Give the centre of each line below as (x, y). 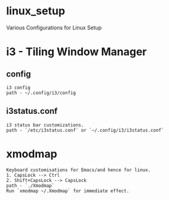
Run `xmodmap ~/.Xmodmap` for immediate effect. (68, 191)
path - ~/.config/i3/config (41, 93)
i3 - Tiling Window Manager (76, 52)
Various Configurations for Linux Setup (54, 28)
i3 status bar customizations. (45, 125)
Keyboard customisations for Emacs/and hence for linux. (79, 170)
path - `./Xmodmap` (30, 186)
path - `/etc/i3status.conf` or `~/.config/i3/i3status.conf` (85, 130)
